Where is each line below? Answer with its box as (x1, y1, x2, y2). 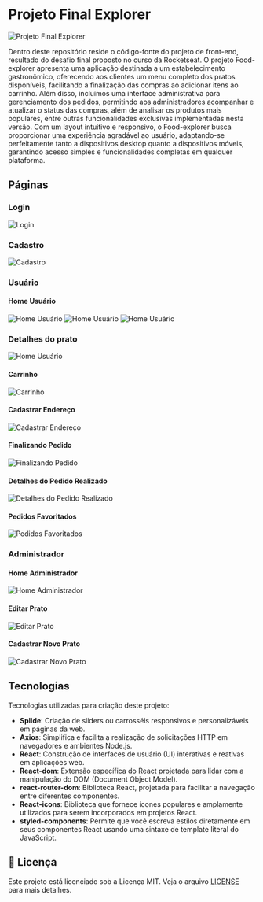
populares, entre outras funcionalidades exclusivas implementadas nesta (8, 113, 245, 123)
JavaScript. (19, 833, 57, 842)
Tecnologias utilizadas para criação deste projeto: (8, 701, 170, 710)
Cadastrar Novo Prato (8, 639, 81, 649)
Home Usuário (8, 297, 57, 306)
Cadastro (8, 239, 45, 250)
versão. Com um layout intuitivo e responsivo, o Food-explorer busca (8, 122, 232, 131)
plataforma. (8, 155, 46, 165)
